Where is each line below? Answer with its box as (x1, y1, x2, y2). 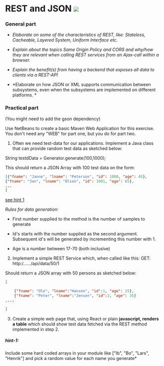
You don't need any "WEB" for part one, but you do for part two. (5, 131, 136, 137)
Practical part (5, 104, 39, 111)
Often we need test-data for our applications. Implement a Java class (12, 140, 154, 146)
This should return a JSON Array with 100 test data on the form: (5, 164, 135, 171)
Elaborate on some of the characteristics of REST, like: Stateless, (12, 32, 146, 38)
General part (5, 21, 36, 28)
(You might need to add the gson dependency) (5, 116, 101, 122)
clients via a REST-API (12, 72, 58, 78)
